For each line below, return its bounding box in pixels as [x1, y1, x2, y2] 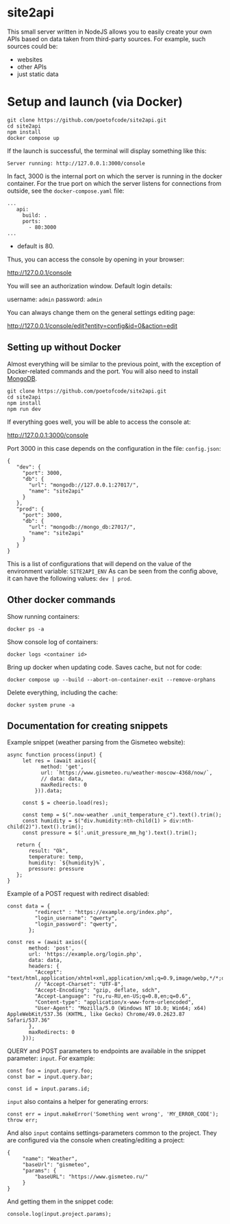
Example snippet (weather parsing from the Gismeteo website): [7, 738, 186, 746]
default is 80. [16, 242, 55, 250]
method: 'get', [40, 764, 84, 770]
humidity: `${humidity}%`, [28, 860, 106, 867]
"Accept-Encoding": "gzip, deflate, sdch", [34, 987, 161, 994]
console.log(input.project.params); [7, 1211, 112, 1218]
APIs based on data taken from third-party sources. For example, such [7, 34, 206, 43]
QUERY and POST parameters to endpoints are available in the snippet [7, 1047, 206, 1055]
